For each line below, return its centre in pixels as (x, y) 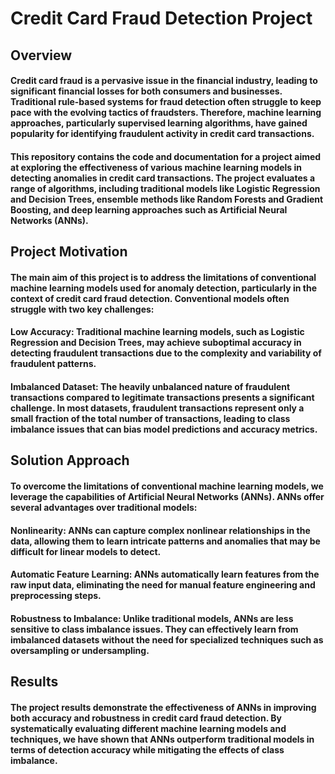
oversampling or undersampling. (80, 650)
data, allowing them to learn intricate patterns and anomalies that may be (165, 541)
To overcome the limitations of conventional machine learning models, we (167, 486)
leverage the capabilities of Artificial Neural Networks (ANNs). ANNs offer (167, 496)
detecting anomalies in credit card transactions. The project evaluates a (163, 178)
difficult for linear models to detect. (86, 551)
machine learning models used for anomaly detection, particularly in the (164, 288)
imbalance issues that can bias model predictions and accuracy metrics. (164, 429)
